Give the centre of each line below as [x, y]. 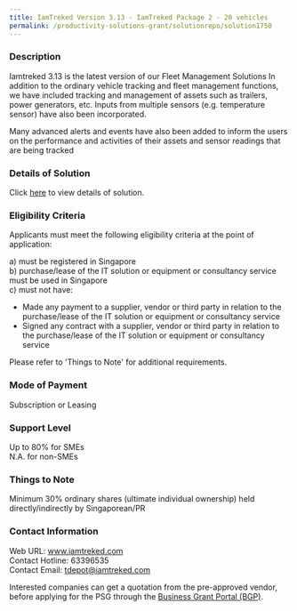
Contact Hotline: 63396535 [59, 560]
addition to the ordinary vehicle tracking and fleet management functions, [144, 85]
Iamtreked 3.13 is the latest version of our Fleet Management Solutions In [142, 76]
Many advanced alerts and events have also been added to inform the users [148, 131]
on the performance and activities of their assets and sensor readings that [145, 141]
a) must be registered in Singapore [72, 261]
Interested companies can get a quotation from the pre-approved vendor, [144, 587]
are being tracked [41, 150]
